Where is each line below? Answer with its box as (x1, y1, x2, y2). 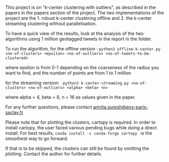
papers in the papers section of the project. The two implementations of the (5, 10, 164, 16)
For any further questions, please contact (5, 104, 92, 110)
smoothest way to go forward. (5, 136, 69, 142)
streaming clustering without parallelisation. (5, 20, 97, 26)
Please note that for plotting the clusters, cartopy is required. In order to (5, 119, 156, 125)
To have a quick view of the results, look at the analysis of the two (5, 31, 144, 36)
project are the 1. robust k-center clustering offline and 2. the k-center (5, 15, 152, 21)
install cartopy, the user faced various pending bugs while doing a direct (5, 125, 157, 130)
